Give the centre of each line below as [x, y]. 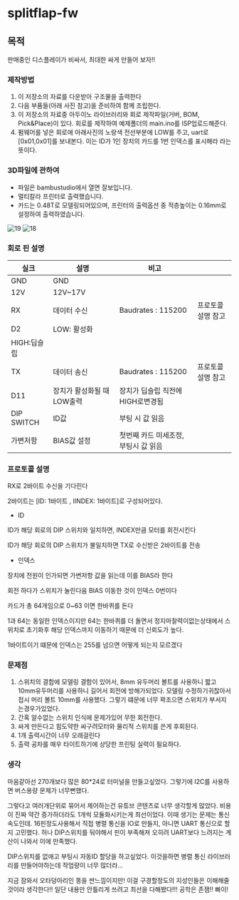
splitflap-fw [43, 13]
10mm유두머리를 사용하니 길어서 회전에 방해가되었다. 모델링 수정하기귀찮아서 [124, 691]
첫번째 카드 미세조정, [152, 435]
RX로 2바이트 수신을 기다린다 [48, 486]
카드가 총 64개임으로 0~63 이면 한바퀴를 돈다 [70, 606]
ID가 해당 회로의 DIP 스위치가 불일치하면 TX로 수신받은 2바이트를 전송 [104, 545]
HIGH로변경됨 [141, 401]
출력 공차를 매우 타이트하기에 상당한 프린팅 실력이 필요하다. [99, 744]
